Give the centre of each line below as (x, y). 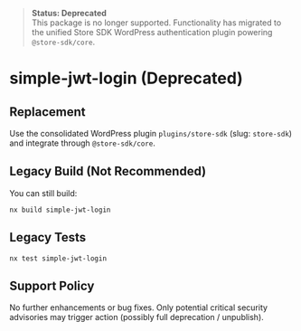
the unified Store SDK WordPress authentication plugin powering (152, 32)
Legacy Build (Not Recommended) (108, 171)
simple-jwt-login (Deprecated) (127, 78)
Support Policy (52, 286)
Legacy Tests (48, 237)
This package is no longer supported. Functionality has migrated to (156, 23)
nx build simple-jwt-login (60, 210)
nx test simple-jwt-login (58, 258)
